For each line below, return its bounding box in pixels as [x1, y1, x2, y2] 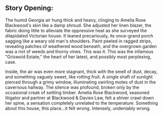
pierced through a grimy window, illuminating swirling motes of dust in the [5, 79, 156, 85]
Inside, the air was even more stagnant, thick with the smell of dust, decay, [5, 69, 158, 75]
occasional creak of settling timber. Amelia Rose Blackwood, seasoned [5, 89, 150, 95]
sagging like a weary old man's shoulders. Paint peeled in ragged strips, [5, 38, 152, 44]
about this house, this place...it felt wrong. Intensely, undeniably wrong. [5, 105, 151, 111]
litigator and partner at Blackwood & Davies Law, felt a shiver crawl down [5, 95, 155, 101]
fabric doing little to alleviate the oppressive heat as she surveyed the [5, 27, 147, 34]
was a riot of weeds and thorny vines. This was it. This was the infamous [5, 48, 154, 54]
